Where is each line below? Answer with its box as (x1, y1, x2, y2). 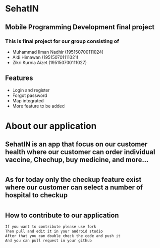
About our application (5, 120, 97, 132)
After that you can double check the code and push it (5, 233, 121, 239)
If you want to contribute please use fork (5, 224, 97, 229)
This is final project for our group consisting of (5, 38, 119, 45)
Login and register (12, 87, 50, 93)
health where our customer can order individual (5, 148, 156, 157)
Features (5, 74, 33, 83)
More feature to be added (12, 103, 65, 109)
